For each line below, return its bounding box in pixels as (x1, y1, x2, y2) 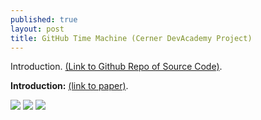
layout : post (10, 24, 65, 34)
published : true (10, 14, 78, 25)
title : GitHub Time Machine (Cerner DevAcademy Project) (10, 33, 253, 43)
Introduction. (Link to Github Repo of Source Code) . (10, 61, 223, 73)
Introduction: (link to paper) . (10, 80, 129, 92)
